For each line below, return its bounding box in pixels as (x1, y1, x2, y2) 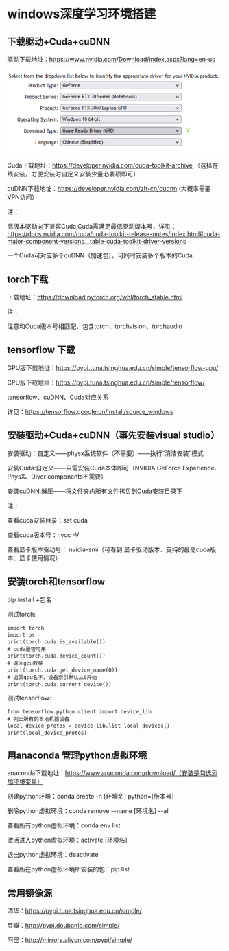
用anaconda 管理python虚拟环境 (7, 749, 147, 761)
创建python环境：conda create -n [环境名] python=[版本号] (7, 792, 174, 801)
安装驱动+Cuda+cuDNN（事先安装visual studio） (7, 430, 220, 442)
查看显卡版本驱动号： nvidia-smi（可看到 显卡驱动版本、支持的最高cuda (7, 545, 210, 553)
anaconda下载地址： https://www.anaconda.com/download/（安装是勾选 (7, 769, 212, 777)
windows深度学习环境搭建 (7, 6, 156, 22)
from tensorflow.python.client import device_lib (7, 708, 152, 715)
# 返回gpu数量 (7, 660, 43, 667)
